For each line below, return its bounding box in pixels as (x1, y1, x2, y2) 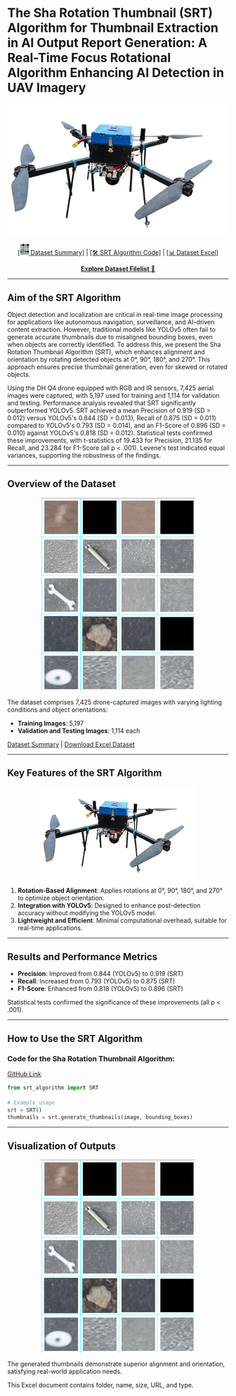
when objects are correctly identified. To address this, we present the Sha (7, 340, 221, 349)
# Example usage (7, 1099, 55, 1106)
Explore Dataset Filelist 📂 (80, 265, 156, 273)
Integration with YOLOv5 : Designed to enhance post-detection (17, 901, 201, 910)
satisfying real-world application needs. (7, 1367, 122, 1376)
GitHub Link (7, 1069, 41, 1078)
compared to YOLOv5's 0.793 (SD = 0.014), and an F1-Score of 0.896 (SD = (7, 421, 226, 430)
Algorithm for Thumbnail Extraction (7, 20, 219, 36)
